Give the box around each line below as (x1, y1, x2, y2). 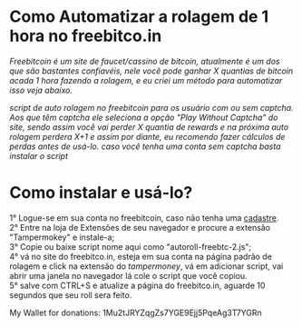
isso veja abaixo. (9, 84, 73, 95)
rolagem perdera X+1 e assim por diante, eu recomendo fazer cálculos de (9, 131, 286, 142)
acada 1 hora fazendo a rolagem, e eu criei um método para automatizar (9, 74, 283, 85)
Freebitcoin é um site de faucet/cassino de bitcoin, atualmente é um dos (9, 55, 280, 66)
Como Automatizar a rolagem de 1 (9, 6, 269, 27)
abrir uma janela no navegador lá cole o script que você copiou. (9, 270, 248, 281)
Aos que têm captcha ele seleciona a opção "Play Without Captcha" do (9, 112, 278, 123)
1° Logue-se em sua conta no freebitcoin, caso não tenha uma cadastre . (9, 212, 279, 223)
